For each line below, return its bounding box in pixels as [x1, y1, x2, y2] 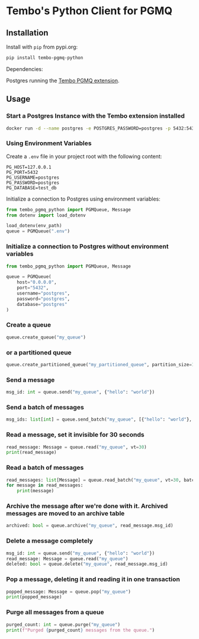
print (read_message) [6, 450, 57, 456]
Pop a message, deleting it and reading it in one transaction [6, 575, 181, 583]
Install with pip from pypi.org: [6, 43, 78, 50]
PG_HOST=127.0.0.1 [6, 164, 52, 170]
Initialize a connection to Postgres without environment [6, 243, 169, 251]
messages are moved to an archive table [6, 509, 125, 518]
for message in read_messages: [6, 482, 84, 489]
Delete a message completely [6, 537, 94, 545]
